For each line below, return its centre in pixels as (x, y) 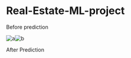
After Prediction (25, 50)
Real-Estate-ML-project (65, 11)
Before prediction (27, 27)
